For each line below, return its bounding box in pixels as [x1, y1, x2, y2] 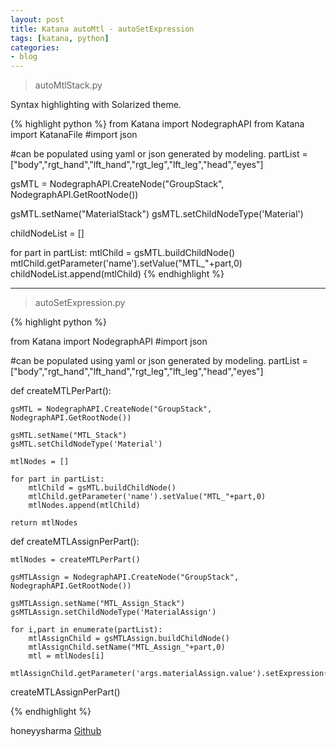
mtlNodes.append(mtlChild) [28, 501, 141, 511]
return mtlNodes [10, 518, 78, 528]
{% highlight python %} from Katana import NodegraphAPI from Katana [10, 118, 305, 130]
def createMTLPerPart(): [10, 385, 112, 397]
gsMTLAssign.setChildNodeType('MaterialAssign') [10, 607, 217, 618]
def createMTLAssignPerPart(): [10, 536, 140, 548]
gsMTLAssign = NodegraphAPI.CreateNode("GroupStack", [10, 572, 240, 583]
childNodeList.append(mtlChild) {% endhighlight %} [10, 268, 225, 280]
